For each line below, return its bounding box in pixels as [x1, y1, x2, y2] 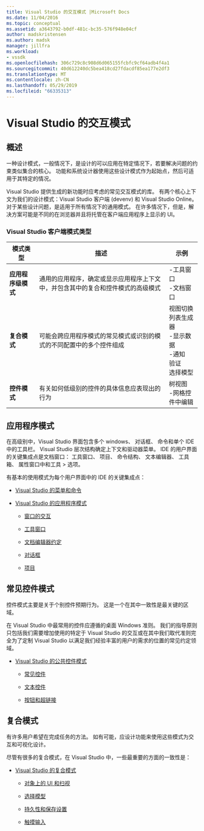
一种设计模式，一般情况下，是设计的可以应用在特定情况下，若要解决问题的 [6, 160, 192, 167]
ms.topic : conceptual [6, 20, 61, 26]
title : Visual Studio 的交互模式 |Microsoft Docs [6, 9, 130, 15]
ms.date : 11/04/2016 [6, 15, 59, 21]
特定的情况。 [22, 175, 55, 182]
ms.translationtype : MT [6, 71, 67, 77]
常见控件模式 [6, 584, 55, 594]
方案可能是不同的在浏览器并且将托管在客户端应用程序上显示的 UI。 [11, 211, 178, 218]
